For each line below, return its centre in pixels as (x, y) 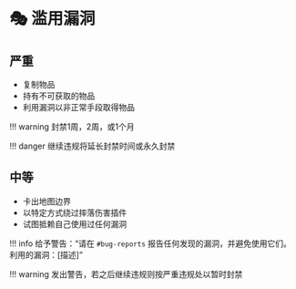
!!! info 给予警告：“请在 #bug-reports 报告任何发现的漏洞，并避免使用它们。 (150, 243)
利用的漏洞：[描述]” (46, 254)
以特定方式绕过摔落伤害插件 (75, 212)
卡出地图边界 (46, 201)
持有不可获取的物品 (59, 96)
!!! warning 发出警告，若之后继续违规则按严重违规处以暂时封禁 (126, 274)
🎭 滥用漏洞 (52, 19)
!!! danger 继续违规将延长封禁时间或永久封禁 (92, 146)
